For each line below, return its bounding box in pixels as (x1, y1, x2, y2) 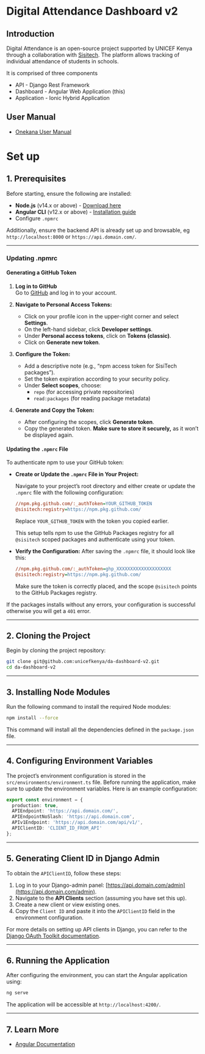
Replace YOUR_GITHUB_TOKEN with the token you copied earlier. (15, 517, 169, 525)
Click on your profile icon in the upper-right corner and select (24, 312, 179, 320)
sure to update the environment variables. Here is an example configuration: (6, 785, 198, 792)
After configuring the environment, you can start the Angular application (6, 972, 188, 979)
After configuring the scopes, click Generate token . (24, 418, 154, 425)
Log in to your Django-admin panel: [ (15, 881, 108, 889)
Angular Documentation (15, 1041, 75, 1048)
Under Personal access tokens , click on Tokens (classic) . (24, 332, 171, 339)
